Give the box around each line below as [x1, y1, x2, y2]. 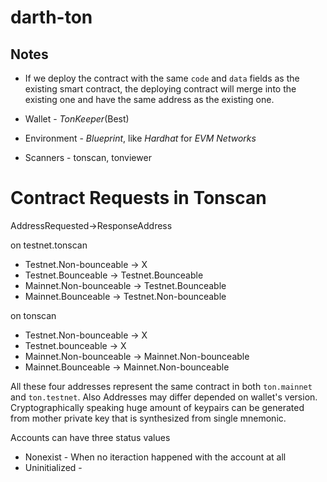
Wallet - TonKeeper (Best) [24, 113, 130, 125]
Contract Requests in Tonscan [10, 187, 267, 210]
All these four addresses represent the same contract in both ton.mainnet [10, 380, 313, 392]
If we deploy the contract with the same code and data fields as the [24, 72, 300, 84]
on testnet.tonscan [10, 239, 88, 251]
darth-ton [10, 6, 93, 29]
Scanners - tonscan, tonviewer [24, 152, 152, 163]
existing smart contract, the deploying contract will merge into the [24, 83, 297, 95]
